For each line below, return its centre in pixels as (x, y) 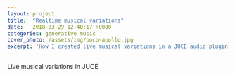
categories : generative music (52, 33)
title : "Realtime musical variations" (66, 20)
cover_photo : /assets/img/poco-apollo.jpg (70, 40)
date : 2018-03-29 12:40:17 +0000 (59, 27)
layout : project (31, 14)
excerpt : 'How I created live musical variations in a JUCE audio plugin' (119, 46)
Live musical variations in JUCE (53, 66)
